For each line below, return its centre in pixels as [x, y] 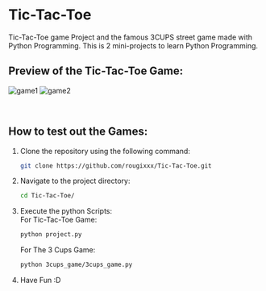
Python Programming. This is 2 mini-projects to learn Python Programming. [133, 45]
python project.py [51, 235]
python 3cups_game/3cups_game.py [76, 265]
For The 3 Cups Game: [58, 250]
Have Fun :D [40, 281]
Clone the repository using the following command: [105, 151]
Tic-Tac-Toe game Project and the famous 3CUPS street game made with [130, 37]
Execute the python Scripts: [66, 211]
